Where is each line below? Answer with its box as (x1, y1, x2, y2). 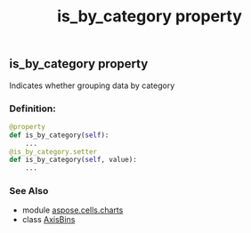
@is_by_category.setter (9, 147, 98, 157)
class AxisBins (21, 214, 76, 225)
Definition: (9, 102, 56, 115)
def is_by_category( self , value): (9, 156, 138, 165)
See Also (9, 185, 49, 197)
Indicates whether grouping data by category (9, 80, 175, 91)
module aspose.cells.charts (21, 205, 124, 215)
